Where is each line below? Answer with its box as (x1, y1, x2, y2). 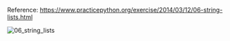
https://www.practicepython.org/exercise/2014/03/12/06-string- (39, 6, 223, 14)
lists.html (7, 13, 33, 21)
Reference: (7, 6, 39, 14)
